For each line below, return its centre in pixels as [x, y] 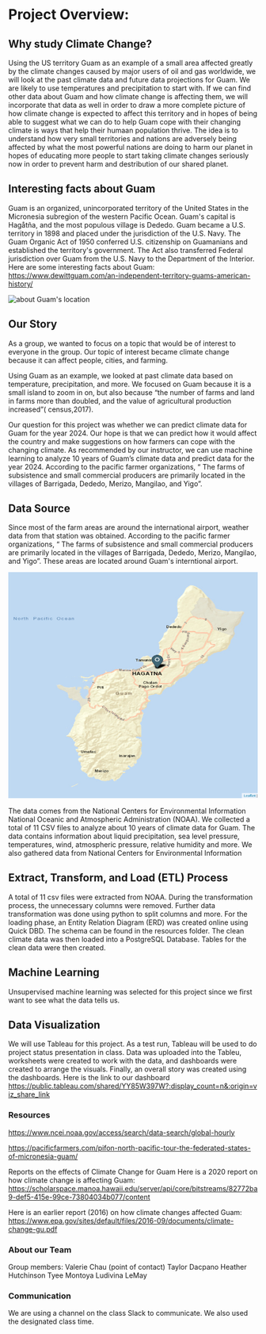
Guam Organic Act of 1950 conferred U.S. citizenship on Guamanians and [128, 241]
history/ [21, 284]
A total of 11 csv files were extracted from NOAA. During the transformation [131, 897]
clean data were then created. [57, 947]
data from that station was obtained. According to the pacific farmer [119, 536]
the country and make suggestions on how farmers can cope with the [122, 441]
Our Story [33, 324]
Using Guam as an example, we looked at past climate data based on [121, 375]
